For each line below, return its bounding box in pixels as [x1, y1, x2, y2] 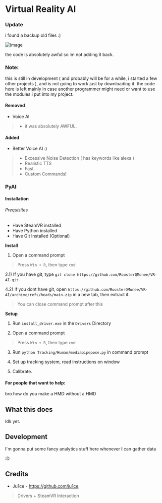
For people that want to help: [5, 379, 66, 385]
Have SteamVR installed [12, 222, 61, 228]
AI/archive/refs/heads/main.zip [5, 292, 72, 297]
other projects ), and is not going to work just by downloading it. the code [5, 80, 155, 86]
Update [5, 21, 23, 28]
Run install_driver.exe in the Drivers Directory [12, 320, 111, 326]
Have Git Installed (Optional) [12, 233, 70, 239]
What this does [5, 405, 53, 414]
